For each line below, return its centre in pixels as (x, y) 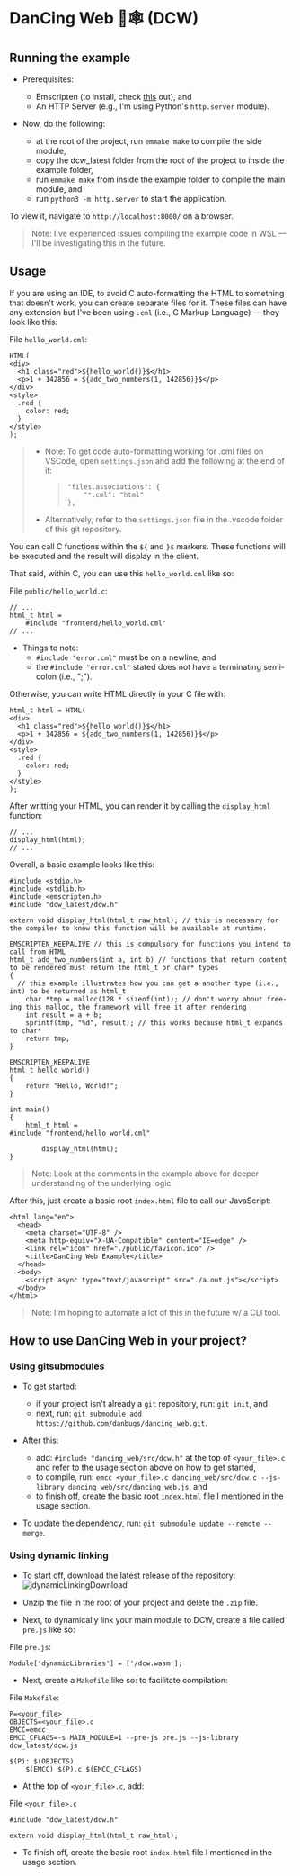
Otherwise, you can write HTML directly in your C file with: (118, 693)
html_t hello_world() (50, 1070)
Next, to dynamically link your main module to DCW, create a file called (153, 1619)
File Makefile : (35, 1697)
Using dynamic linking (59, 1555)
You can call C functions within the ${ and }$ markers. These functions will (147, 546)
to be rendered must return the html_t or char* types (114, 967)
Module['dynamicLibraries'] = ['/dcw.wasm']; (96, 1663)
